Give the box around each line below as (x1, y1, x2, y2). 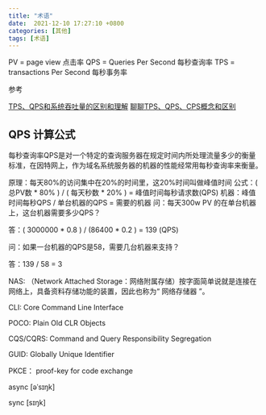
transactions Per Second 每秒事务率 (8, 68, 127, 77)
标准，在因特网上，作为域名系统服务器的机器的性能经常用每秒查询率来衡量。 (8, 160, 263, 170)
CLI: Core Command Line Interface (8, 303, 124, 313)
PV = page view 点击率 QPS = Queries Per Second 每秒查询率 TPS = (8, 57, 235, 67)
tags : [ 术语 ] (8, 34, 50, 43)
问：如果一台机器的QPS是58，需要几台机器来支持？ (8, 243, 180, 252)
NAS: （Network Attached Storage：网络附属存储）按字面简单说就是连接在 (8, 276, 257, 286)
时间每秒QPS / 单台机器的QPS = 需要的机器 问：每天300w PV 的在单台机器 (8, 198, 256, 208)
